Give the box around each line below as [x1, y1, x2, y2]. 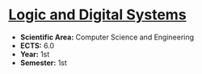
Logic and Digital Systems [8, 6, 187, 24]
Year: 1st [19, 49, 50, 59]
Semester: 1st [19, 58, 67, 68]
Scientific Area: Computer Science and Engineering [19, 32, 195, 42]
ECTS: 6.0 [19, 40, 55, 50]
